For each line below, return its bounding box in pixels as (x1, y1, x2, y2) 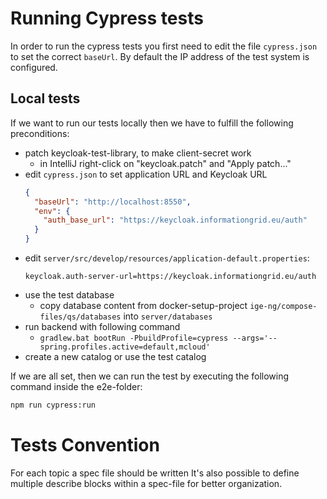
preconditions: (10, 127, 70, 139)
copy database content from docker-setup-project (39, 300, 248, 311)
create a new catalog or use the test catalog (24, 351, 207, 362)
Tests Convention (10, 434, 160, 457)
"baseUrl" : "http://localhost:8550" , (34, 197, 192, 207)
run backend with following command (24, 321, 181, 332)
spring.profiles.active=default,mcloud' (39, 342, 211, 352)
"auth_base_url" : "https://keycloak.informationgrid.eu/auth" (43, 215, 308, 226)
